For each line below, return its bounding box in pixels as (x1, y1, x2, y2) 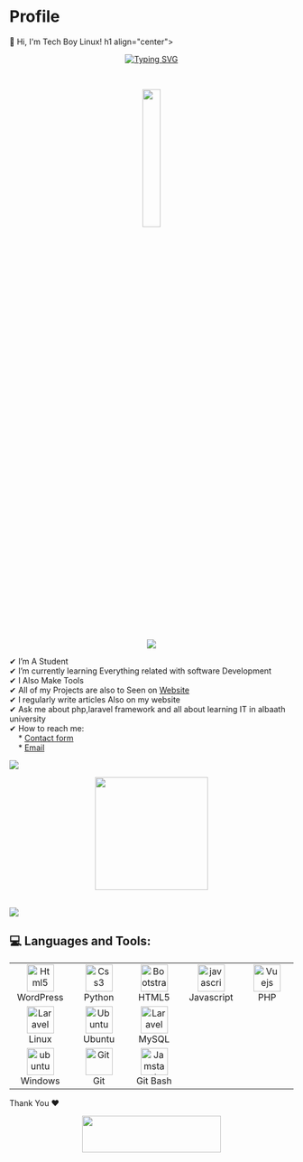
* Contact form (17, 732, 74, 743)
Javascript (188, 990, 234, 1003)
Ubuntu (83, 1032, 115, 1045)
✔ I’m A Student (9, 655, 69, 666)
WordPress (16, 990, 64, 1003)
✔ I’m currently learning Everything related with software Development (9, 665, 272, 676)
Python (84, 990, 115, 1003)
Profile (9, 6, 60, 27)
